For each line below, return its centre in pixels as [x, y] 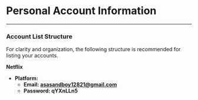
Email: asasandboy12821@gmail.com [70, 85]
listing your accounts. [32, 56]
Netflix [14, 67]
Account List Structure [39, 36]
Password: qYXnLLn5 [51, 91]
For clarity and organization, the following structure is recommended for [93, 49]
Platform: [26, 78]
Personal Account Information [81, 11]
